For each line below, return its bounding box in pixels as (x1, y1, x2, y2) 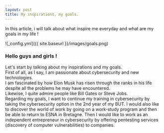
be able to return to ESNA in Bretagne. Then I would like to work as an (5, 111, 148, 117)
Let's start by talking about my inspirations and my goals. (5, 64, 122, 70)
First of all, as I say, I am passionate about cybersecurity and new (5, 69, 139, 75)
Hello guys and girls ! (5, 53, 57, 60)
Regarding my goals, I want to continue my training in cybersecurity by (5, 95, 150, 102)
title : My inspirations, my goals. (5, 12, 79, 17)
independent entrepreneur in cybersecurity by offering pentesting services (5, 117, 159, 123)
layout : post (5, 7, 32, 12)
